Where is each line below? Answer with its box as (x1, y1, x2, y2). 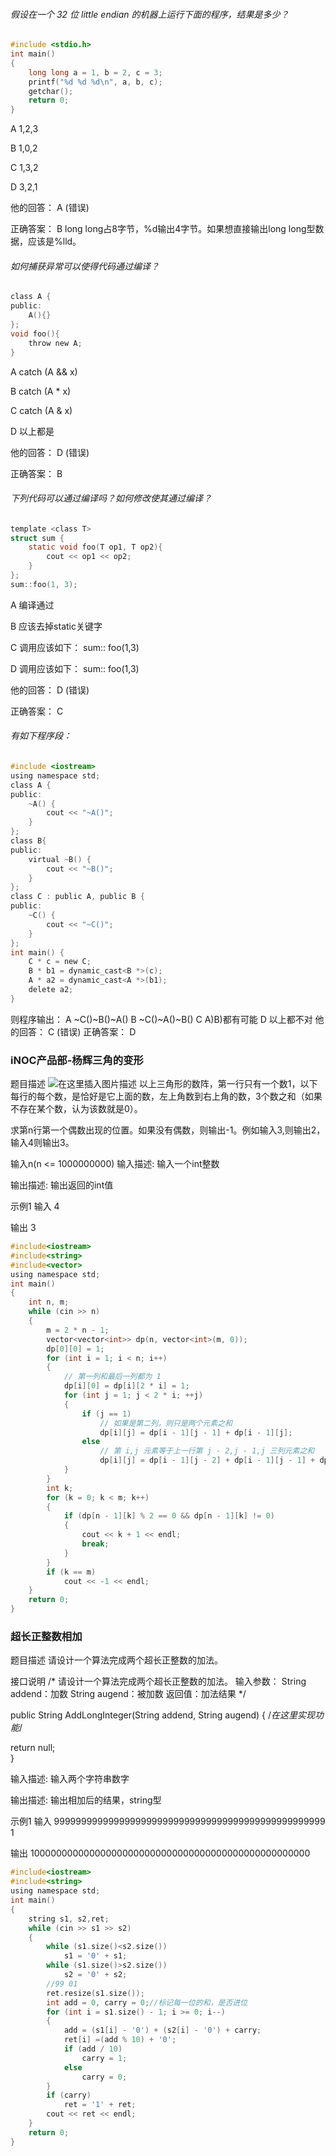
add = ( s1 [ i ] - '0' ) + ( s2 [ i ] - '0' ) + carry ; (63, 2025, 262, 2036)
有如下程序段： (10, 730, 72, 742)
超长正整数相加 (10, 1630, 83, 1644)
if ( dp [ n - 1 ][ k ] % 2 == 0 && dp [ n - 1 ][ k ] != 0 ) (63, 1511, 275, 1521)
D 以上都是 (10, 425, 55, 437)
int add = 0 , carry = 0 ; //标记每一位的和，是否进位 (46, 1997, 248, 2008)
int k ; (46, 1483, 74, 1493)
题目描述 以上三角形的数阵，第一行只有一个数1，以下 (10, 1078, 318, 1090)
